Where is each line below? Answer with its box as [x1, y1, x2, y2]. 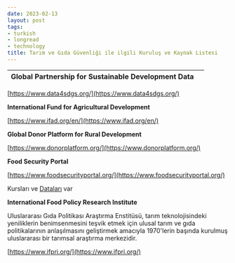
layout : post [7, 17, 46, 24]
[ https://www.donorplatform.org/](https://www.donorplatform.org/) [7, 143, 201, 151]
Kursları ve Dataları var [7, 184, 73, 193]
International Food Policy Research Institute [7, 198, 138, 206]
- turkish [7, 29, 36, 37]
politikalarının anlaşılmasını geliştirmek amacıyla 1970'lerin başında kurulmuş [7, 226, 228, 235]
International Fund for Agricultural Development [7, 102, 151, 111]
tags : [7, 23, 23, 30]
